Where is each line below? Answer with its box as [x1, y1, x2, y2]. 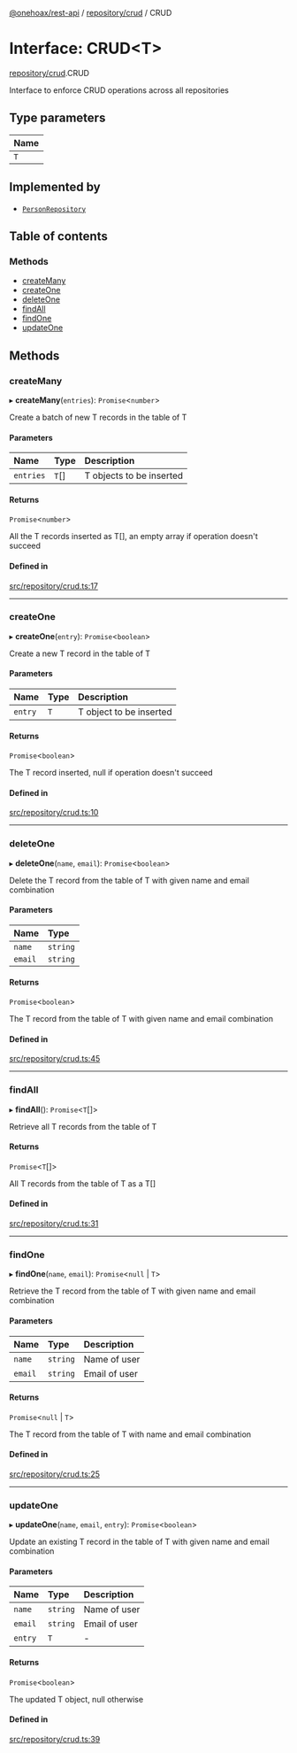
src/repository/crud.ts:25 [9, 1469, 100, 1479]
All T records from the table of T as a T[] [9, 1178, 156, 1189]
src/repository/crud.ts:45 [9, 1054, 101, 1064]
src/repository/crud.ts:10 [9, 807, 99, 818]
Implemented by [9, 180, 101, 195]
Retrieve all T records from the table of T [9, 1121, 157, 1131]
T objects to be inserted [84, 469, 184, 482]
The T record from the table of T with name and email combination [9, 1429, 252, 1440]
